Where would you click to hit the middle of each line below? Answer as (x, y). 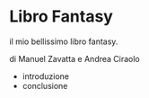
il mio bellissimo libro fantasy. (64, 41)
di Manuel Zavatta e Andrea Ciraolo (75, 58)
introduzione (46, 76)
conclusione (45, 85)
